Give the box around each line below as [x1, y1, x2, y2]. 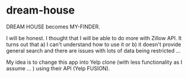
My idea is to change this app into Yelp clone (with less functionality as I [6, 58, 183, 66]
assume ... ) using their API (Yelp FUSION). [6, 64, 110, 71]
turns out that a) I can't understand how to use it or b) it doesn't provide [6, 41, 181, 48]
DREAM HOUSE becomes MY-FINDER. [6, 23, 101, 30]
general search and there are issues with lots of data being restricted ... [6, 47, 181, 54]
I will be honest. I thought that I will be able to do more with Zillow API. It [6, 34, 182, 41]
